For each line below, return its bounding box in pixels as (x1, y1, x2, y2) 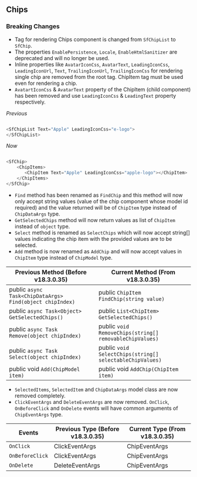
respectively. (14, 98, 46, 105)
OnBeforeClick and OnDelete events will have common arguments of (14, 405, 178, 412)
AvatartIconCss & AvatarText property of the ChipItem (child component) (14, 85, 191, 93)
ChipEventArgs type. (14, 410, 63, 418)
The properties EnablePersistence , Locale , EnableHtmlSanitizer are (14, 48, 178, 55)
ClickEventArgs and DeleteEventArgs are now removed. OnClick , (14, 398, 169, 405)
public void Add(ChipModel (9, 365, 80, 373)
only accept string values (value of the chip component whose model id (14, 197, 188, 205)
